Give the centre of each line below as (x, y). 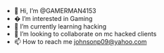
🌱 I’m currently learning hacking (60, 26)
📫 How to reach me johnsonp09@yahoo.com (80, 41)
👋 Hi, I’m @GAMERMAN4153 (55, 11)
